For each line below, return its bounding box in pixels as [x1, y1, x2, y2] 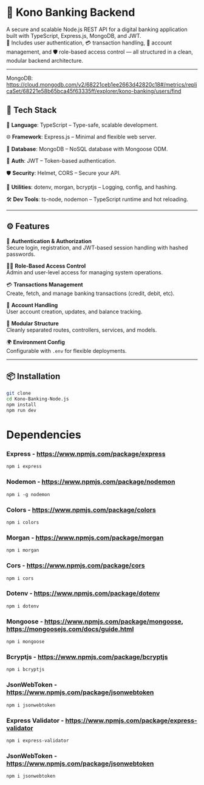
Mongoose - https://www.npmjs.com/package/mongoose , [6, 617, 183, 625]
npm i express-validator [6, 737, 69, 744]
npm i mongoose [6, 639, 45, 645]
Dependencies [6, 428, 81, 442]
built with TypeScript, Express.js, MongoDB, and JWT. [6, 32, 141, 39]
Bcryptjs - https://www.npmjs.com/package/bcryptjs [6, 653, 168, 661]
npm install [6, 402, 36, 408]
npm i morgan [6, 547, 39, 553]
